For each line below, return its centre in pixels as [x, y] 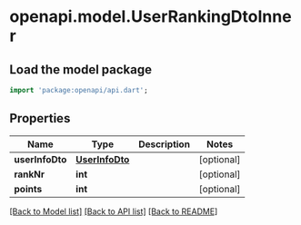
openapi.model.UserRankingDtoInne [151, 17]
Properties [40, 118]
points [28, 189]
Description [164, 144]
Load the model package [81, 69]
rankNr [30, 174]
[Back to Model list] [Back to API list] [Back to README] [114, 211]
